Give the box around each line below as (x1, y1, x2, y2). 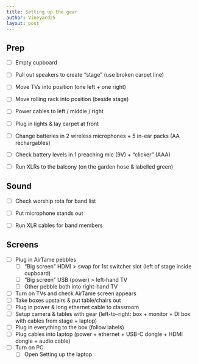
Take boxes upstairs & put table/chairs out (15, 296, 121, 304)
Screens (6, 240, 38, 250)
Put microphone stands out (15, 209, 83, 217)
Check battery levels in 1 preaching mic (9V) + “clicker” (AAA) (15, 150, 171, 158)
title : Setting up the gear (6, 9, 78, 15)
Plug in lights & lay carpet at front (15, 120, 99, 127)
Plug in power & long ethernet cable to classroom (15, 303, 139, 310)
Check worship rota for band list (15, 197, 96, 205)
